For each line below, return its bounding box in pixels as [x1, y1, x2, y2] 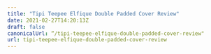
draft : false [7, 23, 45, 30]
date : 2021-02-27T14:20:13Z [7, 17, 89, 24]
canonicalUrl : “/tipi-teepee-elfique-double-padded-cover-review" [7, 29, 205, 37]
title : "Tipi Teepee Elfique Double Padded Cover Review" [7, 10, 180, 18]
